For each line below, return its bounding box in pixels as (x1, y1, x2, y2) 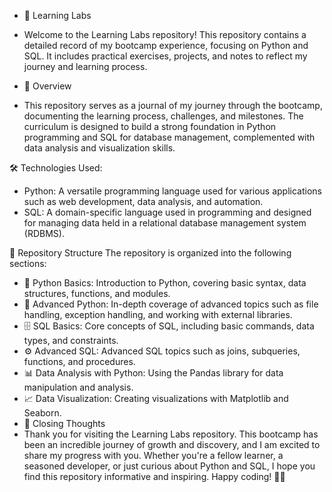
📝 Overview (23, 80, 72, 92)
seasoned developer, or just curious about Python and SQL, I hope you (23, 460, 316, 472)
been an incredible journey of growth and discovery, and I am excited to (23, 439, 321, 450)
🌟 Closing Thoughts (23, 418, 106, 429)
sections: (9, 258, 47, 269)
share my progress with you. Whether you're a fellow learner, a (23, 450, 284, 461)
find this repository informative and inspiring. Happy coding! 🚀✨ (23, 471, 286, 482)
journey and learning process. (23, 61, 148, 72)
